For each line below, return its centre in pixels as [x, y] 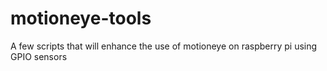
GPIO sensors [39, 56]
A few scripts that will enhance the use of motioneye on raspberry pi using [164, 46]
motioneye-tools [81, 18]
